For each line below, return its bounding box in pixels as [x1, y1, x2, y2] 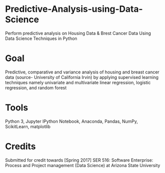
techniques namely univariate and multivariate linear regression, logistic [5, 79, 151, 85]
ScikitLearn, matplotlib [5, 123, 51, 129]
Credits [5, 141, 36, 152]
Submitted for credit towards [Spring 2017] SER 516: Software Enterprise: [5, 157, 154, 163]
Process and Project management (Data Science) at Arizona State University [5, 162, 161, 168]
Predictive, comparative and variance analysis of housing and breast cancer [5, 69, 160, 75]
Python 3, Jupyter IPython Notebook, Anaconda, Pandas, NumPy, [5, 118, 138, 124]
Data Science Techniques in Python [5, 35, 77, 41]
